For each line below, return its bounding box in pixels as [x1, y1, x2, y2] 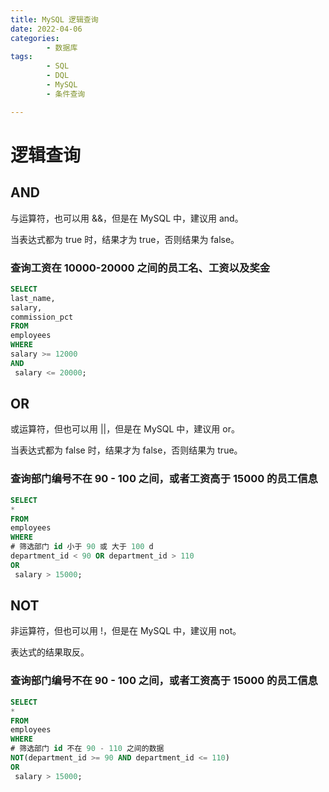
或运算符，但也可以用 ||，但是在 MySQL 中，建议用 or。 [10, 423, 240, 435]
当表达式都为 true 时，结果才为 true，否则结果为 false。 [10, 233, 240, 245]
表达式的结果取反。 [10, 646, 90, 658]
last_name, [10, 293, 56, 303]
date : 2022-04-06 [10, 24, 83, 34]
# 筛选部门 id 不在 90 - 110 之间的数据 [10, 744, 165, 754]
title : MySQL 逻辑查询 [10, 14, 99, 25]
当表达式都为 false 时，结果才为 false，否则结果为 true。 [10, 444, 243, 456]
